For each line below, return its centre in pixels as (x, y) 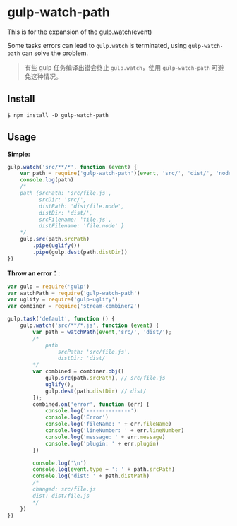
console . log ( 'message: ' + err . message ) (105, 437)
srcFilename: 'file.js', (75, 220)
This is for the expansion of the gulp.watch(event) (80, 32)
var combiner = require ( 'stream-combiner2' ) (74, 306)
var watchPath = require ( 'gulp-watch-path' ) (74, 293)
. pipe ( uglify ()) (56, 246)
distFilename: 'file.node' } (81, 226)
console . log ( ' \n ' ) (60, 463)
